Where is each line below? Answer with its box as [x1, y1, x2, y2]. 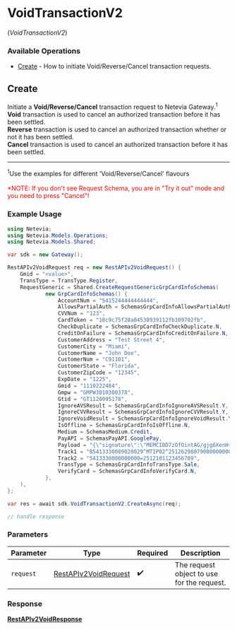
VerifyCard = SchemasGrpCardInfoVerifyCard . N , [57, 468, 197, 475]
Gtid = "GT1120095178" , [57, 395, 128, 402]
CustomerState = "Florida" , [57, 363, 140, 370]
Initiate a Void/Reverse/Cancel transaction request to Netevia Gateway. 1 [7, 101, 218, 111]
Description [180, 548, 221, 558]
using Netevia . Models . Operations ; [7, 232, 109, 239]
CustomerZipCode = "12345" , [57, 369, 140, 376]
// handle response [7, 513, 65, 520]
